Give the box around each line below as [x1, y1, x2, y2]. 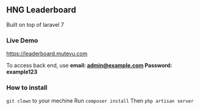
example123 [6, 68, 38, 75]
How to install [6, 83, 47, 92]
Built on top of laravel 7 [6, 21, 64, 28]
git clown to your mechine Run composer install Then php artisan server [6, 97, 194, 105]
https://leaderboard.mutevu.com [6, 50, 88, 57]
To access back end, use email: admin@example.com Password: [6, 62, 172, 69]
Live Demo [6, 36, 38, 44]
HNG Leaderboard [6, 5, 76, 15]
